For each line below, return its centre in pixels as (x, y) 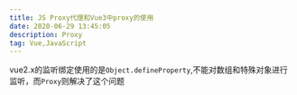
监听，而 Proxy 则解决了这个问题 (67, 81)
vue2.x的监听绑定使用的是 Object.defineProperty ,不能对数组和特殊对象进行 (148, 70)
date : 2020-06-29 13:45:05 (60, 26)
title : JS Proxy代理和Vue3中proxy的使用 (82, 18)
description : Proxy (46, 34)
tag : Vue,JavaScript (48, 43)
